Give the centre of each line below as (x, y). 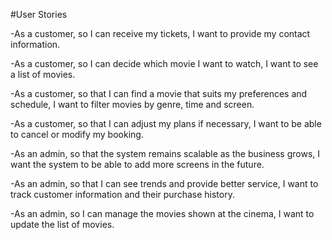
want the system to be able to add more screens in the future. (137, 164)
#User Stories (39, 14)
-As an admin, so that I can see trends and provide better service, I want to (164, 183)
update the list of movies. (62, 224)
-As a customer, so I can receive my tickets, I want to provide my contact (160, 33)
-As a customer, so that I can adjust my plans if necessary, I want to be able (166, 123)
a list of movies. (43, 74)
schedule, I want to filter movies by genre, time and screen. (132, 104)
